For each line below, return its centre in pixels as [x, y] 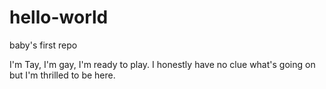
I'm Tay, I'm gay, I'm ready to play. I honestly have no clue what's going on [162, 64]
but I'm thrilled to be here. [62, 75]
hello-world [59, 17]
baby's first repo [43, 45]
